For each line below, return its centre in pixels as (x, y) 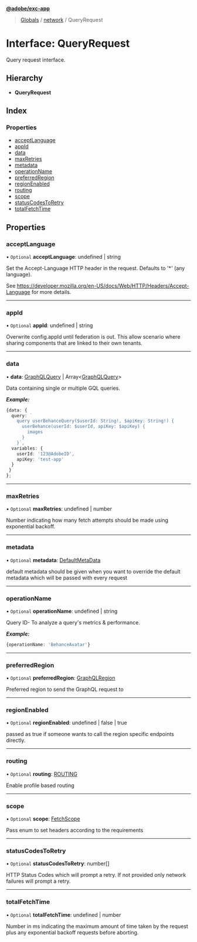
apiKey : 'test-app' (40, 459)
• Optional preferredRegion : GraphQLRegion (61, 678)
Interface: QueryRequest (68, 44)
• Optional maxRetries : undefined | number (59, 509)
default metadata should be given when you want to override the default (93, 571)
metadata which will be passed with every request (67, 578)
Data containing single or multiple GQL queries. (63, 388)
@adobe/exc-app (28, 9)
